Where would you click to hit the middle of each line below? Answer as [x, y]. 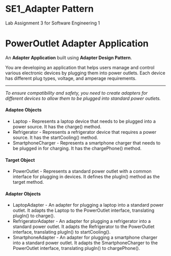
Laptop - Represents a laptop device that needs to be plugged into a [84, 121]
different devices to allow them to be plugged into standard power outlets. [83, 98]
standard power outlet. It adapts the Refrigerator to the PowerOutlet [83, 226]
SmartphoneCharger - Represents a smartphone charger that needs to [87, 143]
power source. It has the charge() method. [57, 127]
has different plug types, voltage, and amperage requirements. [71, 78]
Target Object [20, 160]
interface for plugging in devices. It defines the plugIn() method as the [86, 177]
